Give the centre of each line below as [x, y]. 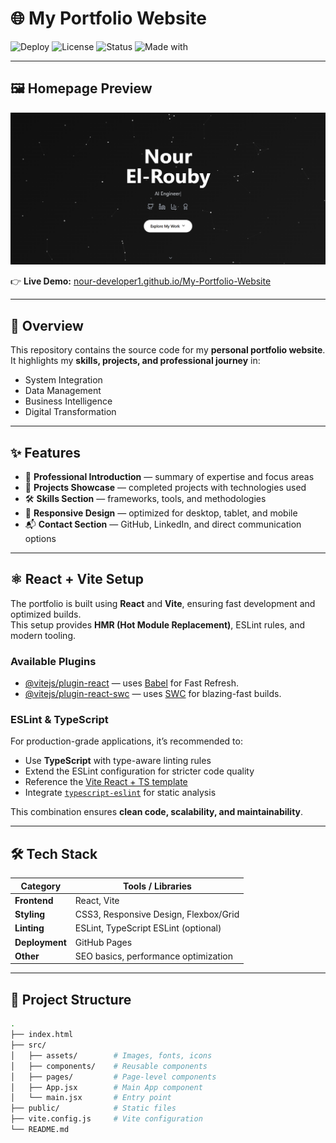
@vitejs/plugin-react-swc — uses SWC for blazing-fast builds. [153, 694]
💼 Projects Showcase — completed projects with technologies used [165, 487]
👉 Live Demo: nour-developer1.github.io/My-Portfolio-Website [141, 281]
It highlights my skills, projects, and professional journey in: [135, 361]
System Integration [63, 380]
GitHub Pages [103, 942]
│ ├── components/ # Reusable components [109, 1066]
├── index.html [42, 1035]
